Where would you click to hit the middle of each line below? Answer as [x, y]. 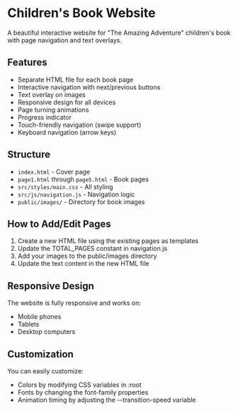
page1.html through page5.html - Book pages [83, 179]
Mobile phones [39, 317]
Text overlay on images [52, 94]
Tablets [28, 325]
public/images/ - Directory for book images [81, 202]
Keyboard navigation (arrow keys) [67, 132]
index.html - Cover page [54, 171]
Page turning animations [53, 109]
